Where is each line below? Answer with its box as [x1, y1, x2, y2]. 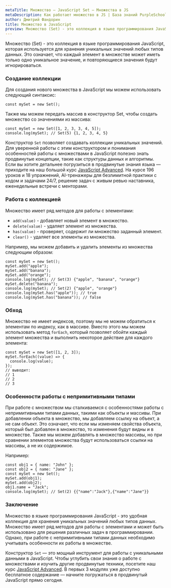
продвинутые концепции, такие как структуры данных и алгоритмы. [5, 156, 154, 162]
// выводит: [5, 368, 31, 373]
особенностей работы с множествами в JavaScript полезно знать [5, 150, 149, 156]
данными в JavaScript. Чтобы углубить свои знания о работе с [5, 555, 141, 561]
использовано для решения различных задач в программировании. [5, 529, 154, 535]
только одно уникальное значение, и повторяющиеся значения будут [5, 57, 158, 63]
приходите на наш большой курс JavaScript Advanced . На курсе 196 [5, 167, 154, 173]
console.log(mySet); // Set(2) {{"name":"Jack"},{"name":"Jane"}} [5, 489, 149, 494]
